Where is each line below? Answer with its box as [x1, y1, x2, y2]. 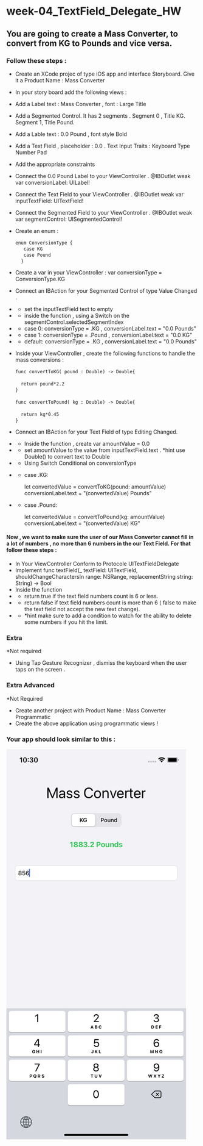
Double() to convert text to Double [24, 453, 111, 460]
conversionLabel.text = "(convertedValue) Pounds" [24, 489, 152, 496]
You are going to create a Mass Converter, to [6, 29, 178, 39]
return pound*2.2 [21, 381, 65, 387]
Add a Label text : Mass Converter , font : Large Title [15, 100, 146, 107]
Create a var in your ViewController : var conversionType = [15, 268, 162, 276]
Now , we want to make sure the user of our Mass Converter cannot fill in [6, 534, 194, 541]
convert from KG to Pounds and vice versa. [6, 38, 173, 48]
